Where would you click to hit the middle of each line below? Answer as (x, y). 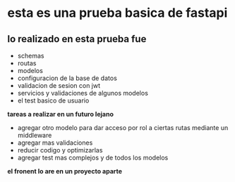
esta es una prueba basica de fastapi (117, 13)
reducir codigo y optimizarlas (60, 150)
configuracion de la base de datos (67, 78)
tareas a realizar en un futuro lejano (61, 114)
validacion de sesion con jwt (59, 85)
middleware (35, 135)
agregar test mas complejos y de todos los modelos (93, 157)
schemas (31, 56)
